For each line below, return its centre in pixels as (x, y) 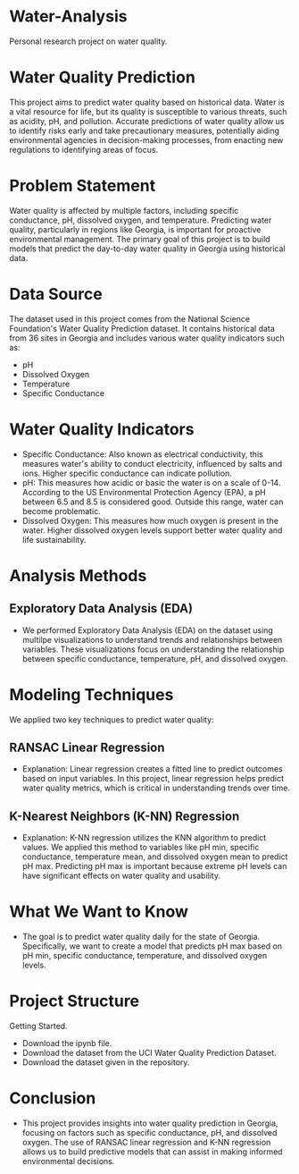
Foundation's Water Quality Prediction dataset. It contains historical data (142, 328)
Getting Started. (39, 1026)
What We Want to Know (99, 912)
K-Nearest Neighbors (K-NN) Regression (125, 816)
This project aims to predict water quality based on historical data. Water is (147, 102)
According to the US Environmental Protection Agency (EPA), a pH (144, 492)
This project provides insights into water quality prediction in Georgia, (150, 1123)
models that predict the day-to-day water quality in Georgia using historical (147, 249)
